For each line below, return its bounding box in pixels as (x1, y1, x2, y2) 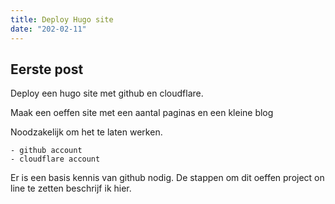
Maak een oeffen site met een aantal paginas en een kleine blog (10, 107, 274, 119)
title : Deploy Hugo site (10, 14, 114, 25)
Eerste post (10, 61, 84, 78)
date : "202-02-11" (10, 24, 87, 34)
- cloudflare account (10, 154, 101, 165)
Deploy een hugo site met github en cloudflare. (10, 87, 204, 100)
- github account (10, 146, 83, 156)
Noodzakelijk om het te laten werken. (10, 126, 163, 138)
